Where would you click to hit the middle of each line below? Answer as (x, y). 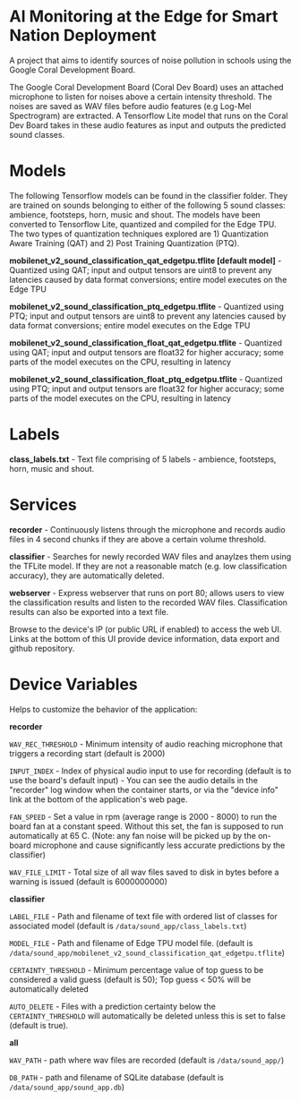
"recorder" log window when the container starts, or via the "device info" (144, 789)
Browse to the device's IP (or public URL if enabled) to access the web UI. (146, 629)
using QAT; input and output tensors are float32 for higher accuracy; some (147, 352)
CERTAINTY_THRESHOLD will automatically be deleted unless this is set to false (148, 1016)
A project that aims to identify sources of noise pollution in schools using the (150, 60)
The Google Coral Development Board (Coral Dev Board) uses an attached (146, 87)
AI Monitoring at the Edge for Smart (144, 17)
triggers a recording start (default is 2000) (87, 753)
